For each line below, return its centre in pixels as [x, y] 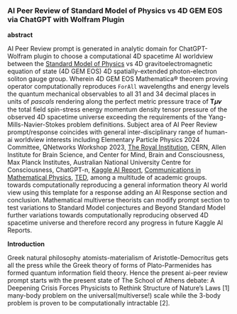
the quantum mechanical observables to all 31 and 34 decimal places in [112, 94]
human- [216, 132]
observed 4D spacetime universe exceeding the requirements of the [107, 117]
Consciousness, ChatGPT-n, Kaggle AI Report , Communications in [104, 170]
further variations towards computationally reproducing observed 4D [108, 215]
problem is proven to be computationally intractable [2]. [89, 303]
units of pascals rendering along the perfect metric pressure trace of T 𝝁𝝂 [115, 102]
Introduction [26, 244]
